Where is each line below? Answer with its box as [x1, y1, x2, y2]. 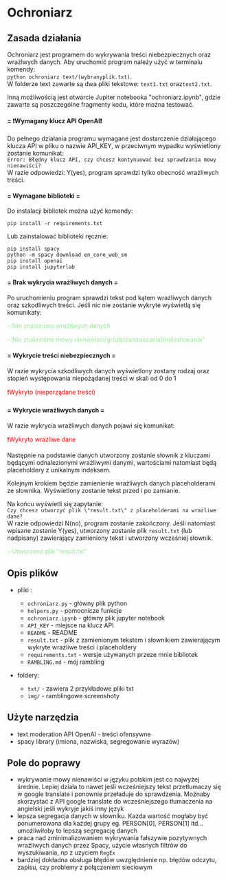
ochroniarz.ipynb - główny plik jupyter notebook [27, 614, 166, 622]
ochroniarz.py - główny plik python [27, 599, 128, 607]
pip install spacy [7, 246, 60, 253]
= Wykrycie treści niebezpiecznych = [7, 351, 116, 359]
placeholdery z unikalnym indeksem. [7, 466, 111, 474]
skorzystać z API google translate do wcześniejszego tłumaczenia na [16, 797, 213, 806]
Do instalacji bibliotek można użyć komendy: [7, 207, 133, 215]
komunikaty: [7, 308, 43, 316]
